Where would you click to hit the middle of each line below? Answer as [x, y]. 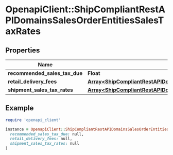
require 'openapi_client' [33, 120]
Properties [23, 50]
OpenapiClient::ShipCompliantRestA [85, 9]
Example [20, 108]
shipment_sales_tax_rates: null [45, 144]
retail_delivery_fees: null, [41, 139]
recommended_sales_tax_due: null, [47, 134]
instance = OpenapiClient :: [36, 129]
